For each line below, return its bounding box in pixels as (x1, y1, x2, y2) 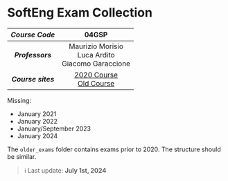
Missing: (7, 96, 32, 104)
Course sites (11, 74, 55, 84)
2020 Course (73, 70, 119, 79)
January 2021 (17, 109, 57, 118)
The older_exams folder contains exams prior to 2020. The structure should (7, 145, 222, 153)
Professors (14, 50, 52, 59)
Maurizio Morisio (69, 41, 123, 51)
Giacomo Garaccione (62, 59, 130, 68)
